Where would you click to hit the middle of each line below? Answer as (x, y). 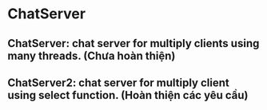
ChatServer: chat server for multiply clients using (133, 43)
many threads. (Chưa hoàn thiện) (92, 55)
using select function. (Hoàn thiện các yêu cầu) (128, 95)
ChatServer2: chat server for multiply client (118, 82)
